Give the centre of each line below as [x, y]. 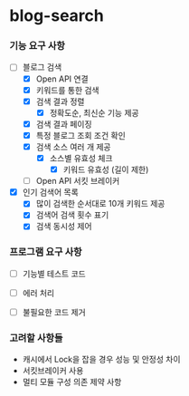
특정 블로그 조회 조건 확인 [81, 135]
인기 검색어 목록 [50, 192]
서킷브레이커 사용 [53, 371]
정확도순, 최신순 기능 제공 [94, 112]
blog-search [57, 16]
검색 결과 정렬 [60, 101]
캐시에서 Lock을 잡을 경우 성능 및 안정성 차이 [101, 360]
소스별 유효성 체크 [81, 158]
